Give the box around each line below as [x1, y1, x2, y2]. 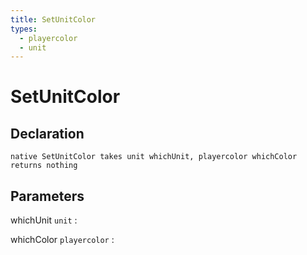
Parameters [10, 187, 85, 205]
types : [10, 24, 38, 34]
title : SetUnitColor [10, 14, 97, 25]
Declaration [10, 125, 85, 142]
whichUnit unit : [10, 214, 78, 226]
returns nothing [10, 161, 78, 171]
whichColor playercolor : [10, 234, 115, 246]
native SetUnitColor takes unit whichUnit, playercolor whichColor [10, 152, 298, 162]
